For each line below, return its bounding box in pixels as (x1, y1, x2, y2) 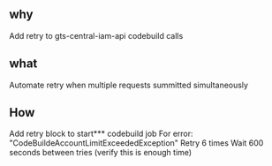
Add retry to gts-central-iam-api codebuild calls (9, 30, 184, 41)
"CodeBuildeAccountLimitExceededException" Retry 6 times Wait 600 (9, 138, 264, 148)
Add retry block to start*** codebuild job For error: (9, 128, 193, 140)
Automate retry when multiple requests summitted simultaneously (9, 79, 249, 90)
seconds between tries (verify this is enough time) (9, 147, 193, 158)
